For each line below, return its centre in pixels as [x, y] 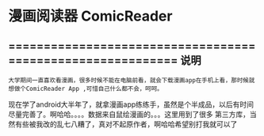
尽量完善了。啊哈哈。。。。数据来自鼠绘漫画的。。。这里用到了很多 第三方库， [129, 114]
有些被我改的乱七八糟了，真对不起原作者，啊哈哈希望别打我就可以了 [126, 124]
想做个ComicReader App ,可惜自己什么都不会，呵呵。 [86, 89]
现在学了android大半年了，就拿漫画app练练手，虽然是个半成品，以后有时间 [131, 104]
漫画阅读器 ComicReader [90, 16]
